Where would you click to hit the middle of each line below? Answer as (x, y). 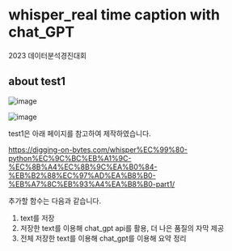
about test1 (37, 81)
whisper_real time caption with (114, 15)
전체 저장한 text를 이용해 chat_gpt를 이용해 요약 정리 (103, 238)
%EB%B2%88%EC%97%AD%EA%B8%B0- (82, 175)
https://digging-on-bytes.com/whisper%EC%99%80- (98, 149)
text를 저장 (37, 218)
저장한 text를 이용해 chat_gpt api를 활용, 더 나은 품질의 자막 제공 (122, 228)
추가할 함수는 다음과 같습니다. (55, 201)
